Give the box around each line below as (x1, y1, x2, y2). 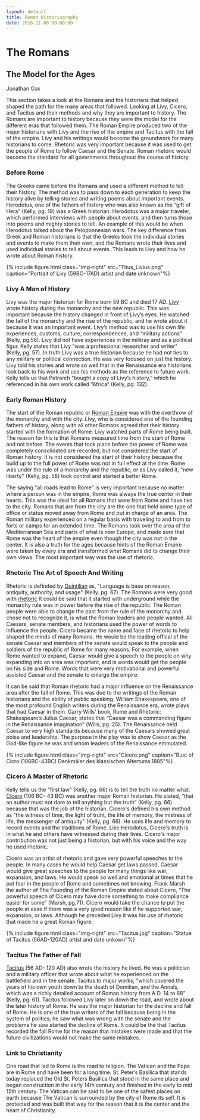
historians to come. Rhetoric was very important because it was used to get (6, 141, 192, 148)
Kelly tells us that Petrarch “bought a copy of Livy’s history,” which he (6, 374, 177, 381)
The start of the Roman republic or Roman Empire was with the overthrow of (6, 409, 193, 416)
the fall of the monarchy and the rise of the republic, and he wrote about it (6, 317, 187, 324)
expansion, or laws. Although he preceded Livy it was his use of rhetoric (6, 911, 183, 919)
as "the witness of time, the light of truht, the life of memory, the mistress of (6, 811, 192, 818)
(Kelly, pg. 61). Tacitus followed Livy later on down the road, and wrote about (6, 996, 194, 1003)
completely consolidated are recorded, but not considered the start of (6, 447, 177, 454)
